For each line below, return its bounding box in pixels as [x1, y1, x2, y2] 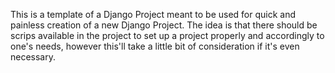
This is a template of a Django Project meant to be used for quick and [10, 9, 297, 20]
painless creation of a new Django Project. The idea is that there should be [10, 19, 318, 31]
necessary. [10, 51, 57, 63]
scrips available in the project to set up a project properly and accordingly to [10, 30, 325, 41]
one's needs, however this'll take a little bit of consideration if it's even [10, 40, 300, 52]
